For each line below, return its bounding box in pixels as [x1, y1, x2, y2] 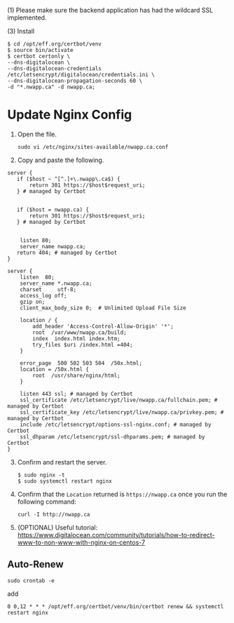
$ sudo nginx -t [17, 471, 65, 478]
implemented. [7, 13, 47, 22]
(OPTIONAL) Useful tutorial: [17, 523, 98, 532]
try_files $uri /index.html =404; [32, 341, 133, 348]
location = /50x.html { [20, 366, 90, 373]
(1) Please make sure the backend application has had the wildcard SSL [7, 6, 214, 14]
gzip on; [20, 298, 46, 305]
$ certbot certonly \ [7, 53, 71, 60]
